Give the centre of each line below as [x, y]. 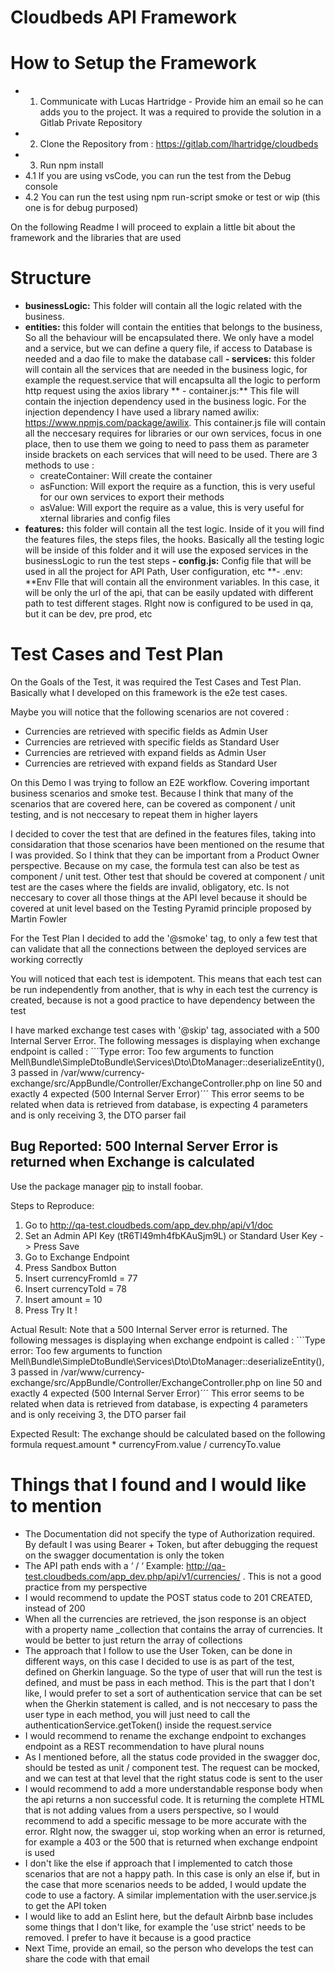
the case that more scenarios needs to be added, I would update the [165, 1884]
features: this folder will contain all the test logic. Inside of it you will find [174, 529]
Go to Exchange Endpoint [77, 1257]
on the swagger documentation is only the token [124, 1555]
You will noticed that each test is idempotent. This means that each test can [166, 979]
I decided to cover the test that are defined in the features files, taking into [163, 834]
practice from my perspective [86, 1587]
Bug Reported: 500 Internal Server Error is [144, 1146]
